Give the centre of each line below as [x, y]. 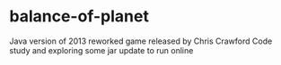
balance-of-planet [79, 16]
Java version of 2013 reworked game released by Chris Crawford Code [141, 41]
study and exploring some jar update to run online [101, 50]
